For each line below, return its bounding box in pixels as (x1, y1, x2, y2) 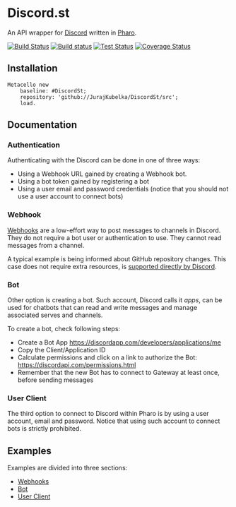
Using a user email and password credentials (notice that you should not (17, 185, 229, 193)
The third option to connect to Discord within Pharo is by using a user (7, 410, 210, 418)
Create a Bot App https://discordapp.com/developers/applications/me (17, 338, 221, 347)
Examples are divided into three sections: (7, 464, 128, 472)
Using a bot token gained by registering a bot (17, 177, 150, 186)
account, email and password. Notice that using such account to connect (7, 417, 220, 425)
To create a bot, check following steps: (7, 325, 121, 333)
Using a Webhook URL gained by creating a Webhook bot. (17, 169, 187, 178)
